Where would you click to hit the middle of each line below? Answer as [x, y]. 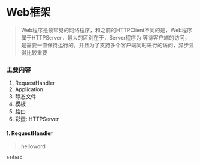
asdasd [14, 157]
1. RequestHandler [29, 133]
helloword [33, 146]
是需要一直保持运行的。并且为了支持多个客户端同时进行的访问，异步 [105, 45]
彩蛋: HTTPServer [37, 119]
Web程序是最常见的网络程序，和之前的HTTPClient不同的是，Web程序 [107, 30]
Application [29, 89]
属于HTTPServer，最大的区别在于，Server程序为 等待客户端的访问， [105, 37]
